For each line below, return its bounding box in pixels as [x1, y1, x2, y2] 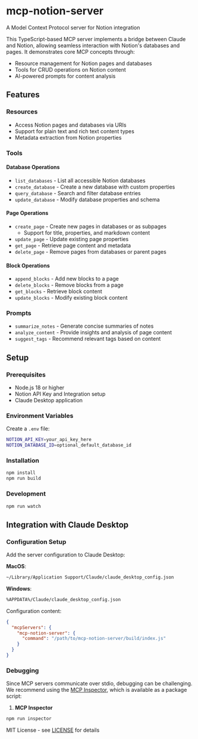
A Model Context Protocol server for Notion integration [6, 24, 140, 31]
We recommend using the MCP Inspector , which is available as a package [6, 686, 187, 694]
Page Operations [6, 210, 49, 217]
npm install [6, 470, 36, 476]
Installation [6, 457, 40, 465]
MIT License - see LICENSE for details [6, 726, 100, 734]
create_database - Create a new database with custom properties [14, 183, 175, 190]
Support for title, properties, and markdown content [23, 229, 150, 236]
